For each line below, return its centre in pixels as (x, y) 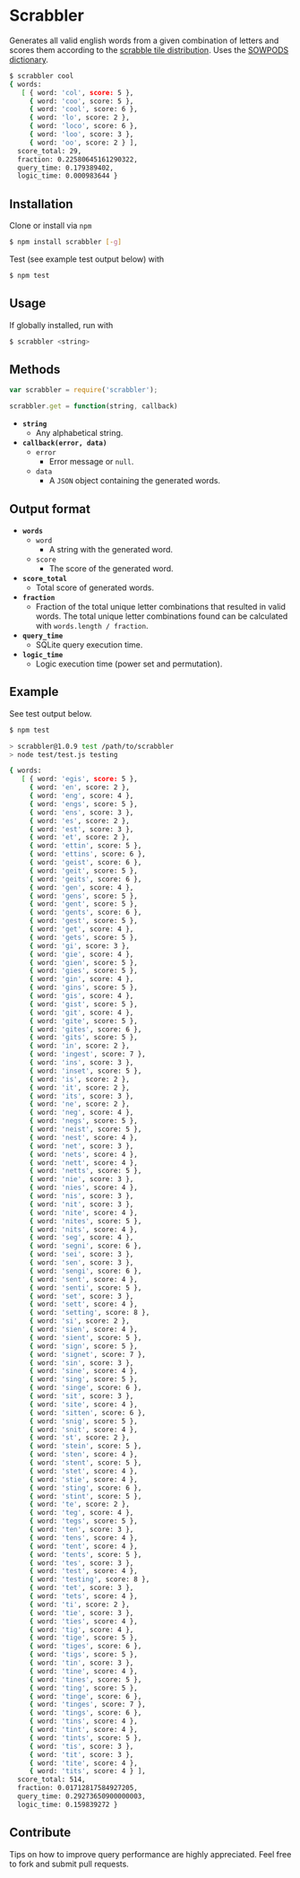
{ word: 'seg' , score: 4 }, (81, 1238)
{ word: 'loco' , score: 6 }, (84, 126)
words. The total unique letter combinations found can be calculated (162, 616)
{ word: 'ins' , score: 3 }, (81, 1063)
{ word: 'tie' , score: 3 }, (81, 1613)
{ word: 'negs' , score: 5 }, (84, 1121)
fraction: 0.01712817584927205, (78, 1788)
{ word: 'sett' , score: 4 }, (84, 1304)
